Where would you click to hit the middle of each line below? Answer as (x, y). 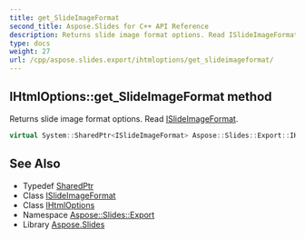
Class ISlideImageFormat (69, 195)
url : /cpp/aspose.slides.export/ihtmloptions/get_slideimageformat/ (142, 60)
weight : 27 (30, 52)
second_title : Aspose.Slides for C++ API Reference (109, 26)
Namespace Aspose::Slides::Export (89, 214)
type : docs (30, 43)
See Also (35, 164)
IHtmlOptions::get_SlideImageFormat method (141, 97)
